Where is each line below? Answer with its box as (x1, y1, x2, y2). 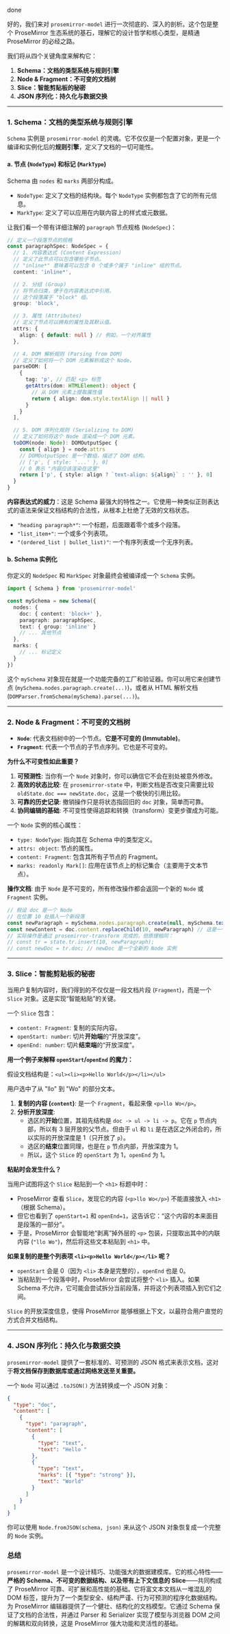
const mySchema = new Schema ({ (7, 598, 97, 605)
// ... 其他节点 (19, 629, 62, 636)
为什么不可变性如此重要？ (7, 757, 79, 765)
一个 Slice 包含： (7, 1009, 56, 1018)
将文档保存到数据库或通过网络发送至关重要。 (13, 1367, 139, 1375)
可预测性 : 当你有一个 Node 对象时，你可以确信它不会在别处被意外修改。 (16, 772, 217, 780)
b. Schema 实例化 (7, 555, 58, 563)
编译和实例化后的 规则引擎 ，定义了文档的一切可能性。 (7, 143, 157, 151)
